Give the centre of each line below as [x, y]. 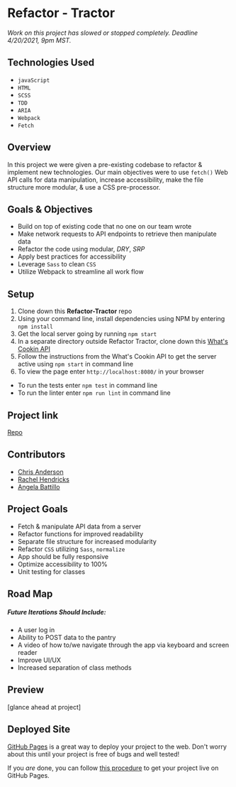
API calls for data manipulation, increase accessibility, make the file [106, 180]
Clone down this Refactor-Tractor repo [75, 311]
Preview [26, 690]
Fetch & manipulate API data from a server [79, 526]
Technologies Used [51, 63]
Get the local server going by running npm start [87, 334]
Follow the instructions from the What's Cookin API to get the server [117, 357]
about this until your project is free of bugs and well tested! [94, 754]
